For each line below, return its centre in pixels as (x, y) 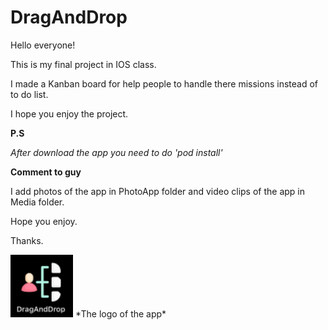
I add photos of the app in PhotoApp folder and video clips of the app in (158, 191)
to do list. (29, 94)
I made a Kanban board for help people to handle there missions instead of (164, 83)
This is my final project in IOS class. (83, 64)
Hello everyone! (43, 45)
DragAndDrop (69, 17)
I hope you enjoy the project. (69, 113)
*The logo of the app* (120, 313)
